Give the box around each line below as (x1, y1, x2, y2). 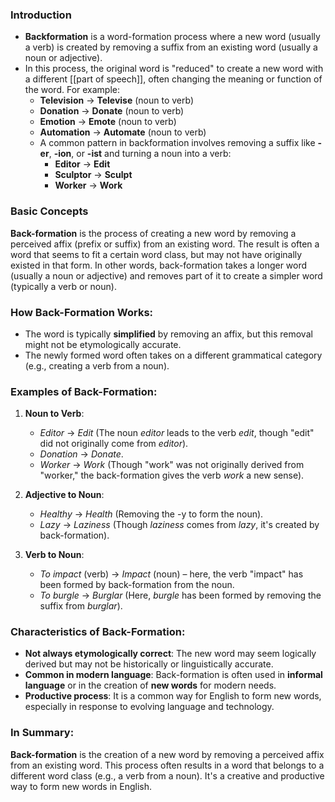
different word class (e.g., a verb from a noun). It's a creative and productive (10, 769, 325, 782)
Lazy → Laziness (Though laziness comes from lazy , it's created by (39, 519, 320, 531)
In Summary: (10, 726, 75, 740)
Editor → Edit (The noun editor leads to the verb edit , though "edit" (39, 427, 315, 439)
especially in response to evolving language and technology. (24, 701, 275, 713)
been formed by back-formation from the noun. (39, 579, 235, 591)
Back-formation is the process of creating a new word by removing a (10, 227, 297, 239)
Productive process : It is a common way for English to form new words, (24, 690, 322, 702)
